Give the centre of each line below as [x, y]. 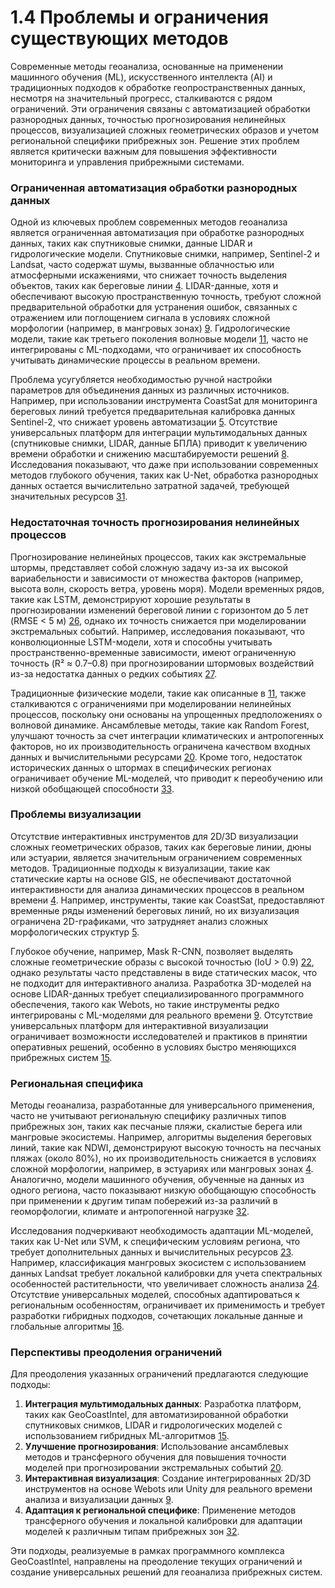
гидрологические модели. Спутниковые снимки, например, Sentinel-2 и [165, 254]
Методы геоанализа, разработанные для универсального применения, [162, 1105]
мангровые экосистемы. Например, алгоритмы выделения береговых [161, 1137]
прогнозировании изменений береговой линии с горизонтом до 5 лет [159, 610]
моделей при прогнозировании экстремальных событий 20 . [154, 1468]
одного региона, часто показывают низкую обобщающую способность [163, 1190]
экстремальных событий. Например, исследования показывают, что [158, 631]
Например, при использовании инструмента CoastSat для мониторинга [164, 401]
